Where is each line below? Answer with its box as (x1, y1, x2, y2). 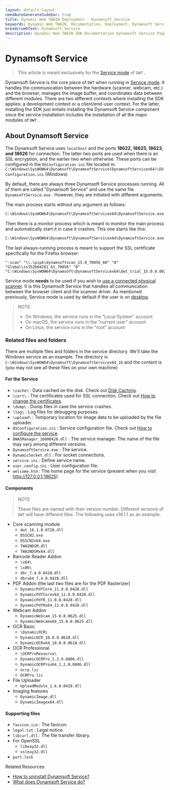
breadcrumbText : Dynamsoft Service (5, 26, 80, 31)
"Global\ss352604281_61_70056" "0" (5, 264, 80, 269)
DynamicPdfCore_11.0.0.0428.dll (20, 587, 89, 592)
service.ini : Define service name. (12, 457, 86, 463)
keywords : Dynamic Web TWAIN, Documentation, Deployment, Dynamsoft (5, 21, 153, 27)
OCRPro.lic (20, 673, 44, 678)
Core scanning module (12, 521, 60, 527)
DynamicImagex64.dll (20, 700, 64, 705)
